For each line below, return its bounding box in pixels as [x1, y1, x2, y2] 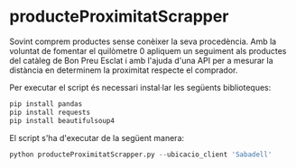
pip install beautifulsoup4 [9, 116, 116, 125]
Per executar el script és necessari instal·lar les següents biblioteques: [9, 82, 272, 93]
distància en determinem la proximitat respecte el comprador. [9, 65, 238, 75]
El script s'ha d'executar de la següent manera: [9, 132, 185, 143]
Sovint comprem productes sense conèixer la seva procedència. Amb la [9, 36, 277, 47]
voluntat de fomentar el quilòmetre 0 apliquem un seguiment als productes [9, 45, 287, 56]
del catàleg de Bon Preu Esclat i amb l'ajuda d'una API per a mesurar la [9, 55, 273, 66]
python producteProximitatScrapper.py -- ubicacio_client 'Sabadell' [9, 150, 273, 159]
